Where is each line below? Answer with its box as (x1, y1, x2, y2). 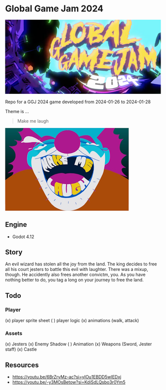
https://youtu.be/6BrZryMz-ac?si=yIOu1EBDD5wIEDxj (12, 374, 122, 380)
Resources (5, 361, 39, 369)
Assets (5, 329, 23, 336)
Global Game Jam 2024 (5, 3, 104, 14)
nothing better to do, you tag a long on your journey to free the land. (5, 277, 144, 283)
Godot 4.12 (12, 234, 35, 240)
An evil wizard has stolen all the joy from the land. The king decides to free (5, 261, 157, 267)
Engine (5, 220, 27, 229)
